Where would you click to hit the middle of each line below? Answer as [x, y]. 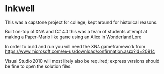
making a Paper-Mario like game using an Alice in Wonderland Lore [73, 37]
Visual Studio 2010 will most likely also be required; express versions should [82, 61]
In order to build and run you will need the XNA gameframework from [75, 46]
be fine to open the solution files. [39, 66]
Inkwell [20, 9]
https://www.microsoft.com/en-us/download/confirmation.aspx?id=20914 [80, 51]
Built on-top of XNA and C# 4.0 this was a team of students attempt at [76, 31]
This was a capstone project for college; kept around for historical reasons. [81, 22]
